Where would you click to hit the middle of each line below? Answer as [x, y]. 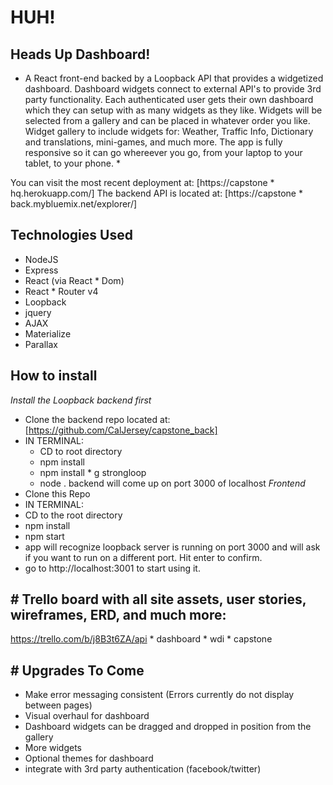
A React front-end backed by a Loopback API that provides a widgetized [174, 78]
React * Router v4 [61, 291]
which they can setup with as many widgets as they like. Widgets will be [173, 110]
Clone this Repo [57, 493]
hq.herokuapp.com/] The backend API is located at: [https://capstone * [156, 193]
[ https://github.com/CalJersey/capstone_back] [121, 430]
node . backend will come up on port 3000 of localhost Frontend [172, 483]
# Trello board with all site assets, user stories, [158, 599]
